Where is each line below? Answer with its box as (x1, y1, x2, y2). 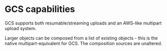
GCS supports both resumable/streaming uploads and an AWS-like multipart (4, 20, 162, 26)
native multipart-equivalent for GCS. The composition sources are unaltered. (4, 40, 162, 46)
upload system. (4, 25, 36, 31)
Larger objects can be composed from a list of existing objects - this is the (4, 35, 158, 41)
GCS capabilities (4, 3, 75, 15)
